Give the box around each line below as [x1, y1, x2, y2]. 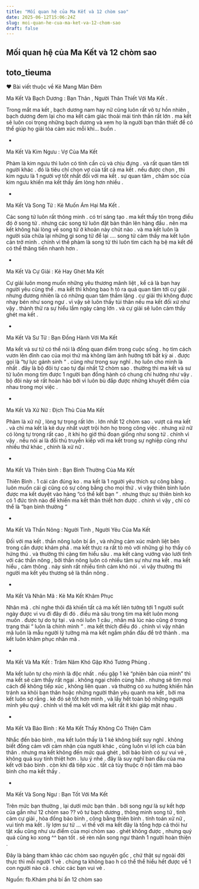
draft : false [6, 25, 39, 32]
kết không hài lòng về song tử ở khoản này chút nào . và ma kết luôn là [6, 226, 179, 233]
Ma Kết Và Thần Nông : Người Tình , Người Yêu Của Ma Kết [6, 526, 150, 533]
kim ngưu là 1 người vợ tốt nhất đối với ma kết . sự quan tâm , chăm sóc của [6, 172, 190, 180]
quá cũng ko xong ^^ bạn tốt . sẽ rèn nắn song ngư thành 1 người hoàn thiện [6, 834, 191, 841]
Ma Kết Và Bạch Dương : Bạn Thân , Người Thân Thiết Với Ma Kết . [6, 95, 168, 102]
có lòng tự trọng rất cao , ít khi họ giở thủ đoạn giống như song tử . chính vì [6, 431, 189, 438]
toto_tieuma [6, 68, 52, 78]
